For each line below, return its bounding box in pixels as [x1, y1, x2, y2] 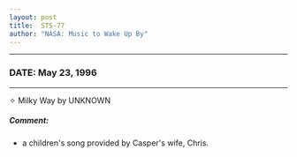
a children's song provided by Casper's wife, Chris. [21, 138, 209, 148]
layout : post [9, 12, 57, 22]
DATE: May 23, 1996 [9, 67, 97, 79]
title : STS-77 [9, 21, 65, 30]
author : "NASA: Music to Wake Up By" [9, 29, 148, 38]
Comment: [9, 116, 49, 126]
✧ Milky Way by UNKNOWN [9, 94, 111, 106]
